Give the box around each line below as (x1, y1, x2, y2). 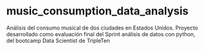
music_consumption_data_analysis (6, 4, 189, 18)
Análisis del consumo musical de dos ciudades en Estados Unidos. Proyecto (6, 24, 199, 31)
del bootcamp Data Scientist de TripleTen (6, 37, 110, 44)
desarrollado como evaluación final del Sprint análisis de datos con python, (6, 30, 195, 37)
